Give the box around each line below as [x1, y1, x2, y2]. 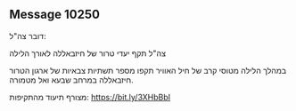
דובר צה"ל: [9, 30, 46, 41]
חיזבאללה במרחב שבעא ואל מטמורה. [9, 75, 134, 85]
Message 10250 [9, 7, 101, 22]
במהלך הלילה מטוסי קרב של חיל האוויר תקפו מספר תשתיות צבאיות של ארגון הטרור [9, 65, 287, 75]
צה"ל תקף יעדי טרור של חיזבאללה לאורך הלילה [9, 48, 167, 59]
